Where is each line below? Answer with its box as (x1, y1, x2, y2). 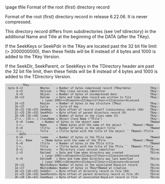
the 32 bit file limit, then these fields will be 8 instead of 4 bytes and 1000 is (5, 68, 158, 74)
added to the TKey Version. (5, 54, 60, 60)
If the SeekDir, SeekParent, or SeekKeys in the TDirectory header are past (5, 63, 155, 69)
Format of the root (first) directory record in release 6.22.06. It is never (5, 14, 148, 19)
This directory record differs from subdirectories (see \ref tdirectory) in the (5, 29, 156, 34)
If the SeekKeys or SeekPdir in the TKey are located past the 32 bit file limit (5, 43, 157, 49)
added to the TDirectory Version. (5, 74, 72, 79)
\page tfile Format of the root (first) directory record (5, 4, 110, 10)
